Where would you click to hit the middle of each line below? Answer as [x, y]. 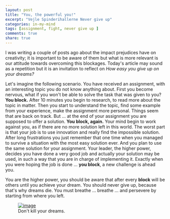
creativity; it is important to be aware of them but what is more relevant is [82, 58]
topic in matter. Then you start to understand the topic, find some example [83, 105]
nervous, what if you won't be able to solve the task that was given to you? [83, 95]
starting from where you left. [35, 196]
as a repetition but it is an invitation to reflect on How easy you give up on [82, 68]
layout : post [19, 10]
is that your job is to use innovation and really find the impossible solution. [83, 132]
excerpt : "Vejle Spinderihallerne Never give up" [59, 19]
